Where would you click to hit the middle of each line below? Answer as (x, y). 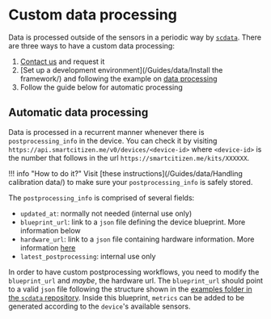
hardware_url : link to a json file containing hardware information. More (137, 239)
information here (48, 247)
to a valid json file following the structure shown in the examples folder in (130, 289)
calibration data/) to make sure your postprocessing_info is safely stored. (131, 182)
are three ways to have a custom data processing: (92, 45)
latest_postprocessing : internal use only (88, 256)
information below (50, 230)
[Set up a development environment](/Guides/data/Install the (121, 69)
